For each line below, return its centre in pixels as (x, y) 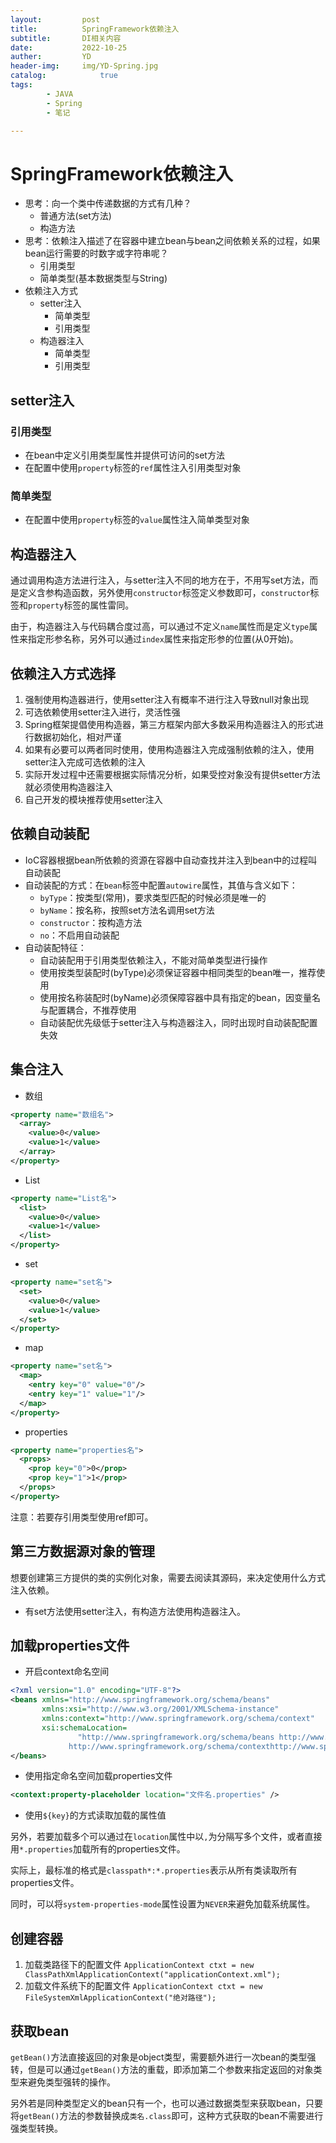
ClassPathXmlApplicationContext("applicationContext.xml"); (152, 1975)
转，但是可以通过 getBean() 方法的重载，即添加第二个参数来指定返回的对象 (162, 2069)
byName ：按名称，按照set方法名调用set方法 (127, 910)
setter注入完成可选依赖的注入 (85, 762)
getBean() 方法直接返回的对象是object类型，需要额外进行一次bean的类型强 (163, 2057)
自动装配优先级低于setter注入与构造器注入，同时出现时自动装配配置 (178, 1022)
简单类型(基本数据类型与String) (103, 278)
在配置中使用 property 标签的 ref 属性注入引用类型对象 (133, 467)
